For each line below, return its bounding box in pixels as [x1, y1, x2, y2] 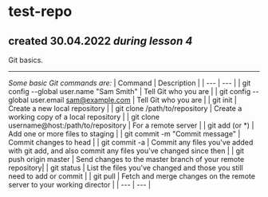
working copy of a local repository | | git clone [8, 112, 160, 121]
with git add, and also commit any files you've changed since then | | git [8, 146, 245, 156]
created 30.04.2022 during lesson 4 [8, 34, 193, 48]
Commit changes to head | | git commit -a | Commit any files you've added [8, 138, 254, 147]
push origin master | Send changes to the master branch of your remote [8, 155, 245, 164]
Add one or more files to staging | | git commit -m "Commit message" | [8, 129, 241, 138]
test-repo [8, 2, 73, 21]
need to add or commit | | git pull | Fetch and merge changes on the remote [8, 171, 255, 181]
